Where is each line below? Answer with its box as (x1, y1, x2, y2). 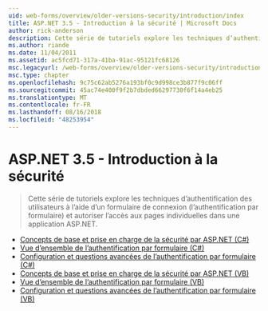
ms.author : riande (8, 42, 69, 50)
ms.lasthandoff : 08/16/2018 (8, 109, 102, 117)
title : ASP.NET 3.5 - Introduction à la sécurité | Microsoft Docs (8, 19, 238, 27)
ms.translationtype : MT (8, 94, 88, 102)
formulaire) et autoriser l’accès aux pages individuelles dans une (27, 210, 240, 220)
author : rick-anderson (8, 26, 84, 34)
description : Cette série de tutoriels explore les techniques (8, 34, 223, 42)
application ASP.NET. (27, 219, 98, 229)
